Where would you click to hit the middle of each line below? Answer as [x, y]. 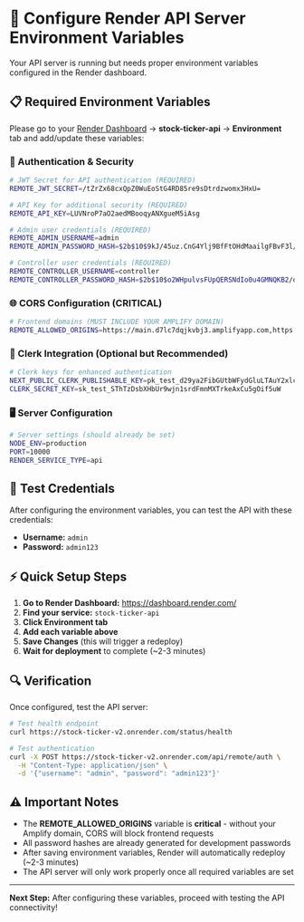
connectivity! [34, 908]
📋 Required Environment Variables [110, 102]
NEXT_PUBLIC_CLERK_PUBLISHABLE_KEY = [78, 381]
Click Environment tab [65, 622]
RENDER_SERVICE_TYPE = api [56, 460]
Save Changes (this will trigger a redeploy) [103, 641]
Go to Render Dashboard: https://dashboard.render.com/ [129, 603]
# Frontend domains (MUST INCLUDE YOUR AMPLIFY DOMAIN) [117, 322]
